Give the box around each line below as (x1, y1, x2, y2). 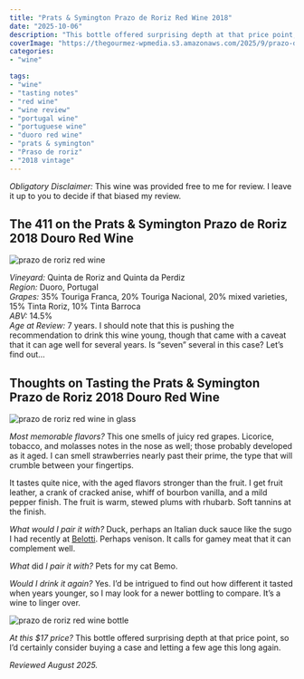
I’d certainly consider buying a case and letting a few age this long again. (9, 642, 281, 653)
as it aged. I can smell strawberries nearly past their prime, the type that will (9, 450, 293, 462)
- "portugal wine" (9, 114, 79, 123)
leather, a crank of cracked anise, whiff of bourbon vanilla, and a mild (9, 487, 268, 498)
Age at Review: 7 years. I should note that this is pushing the (9, 320, 235, 331)
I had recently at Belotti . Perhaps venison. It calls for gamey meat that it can (9, 533, 291, 544)
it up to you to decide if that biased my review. (9, 190, 182, 201)
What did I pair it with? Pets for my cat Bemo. (9, 560, 178, 571)
